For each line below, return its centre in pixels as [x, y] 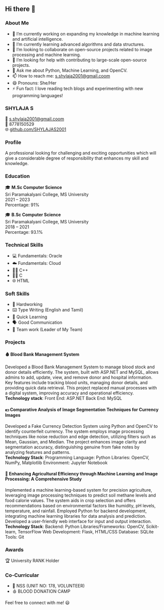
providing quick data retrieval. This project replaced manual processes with [81, 388]
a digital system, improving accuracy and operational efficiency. [70, 393]
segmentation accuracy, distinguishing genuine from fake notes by [72, 447]
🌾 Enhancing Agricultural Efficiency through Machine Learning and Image [82, 474]
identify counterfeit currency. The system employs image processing [75, 431]
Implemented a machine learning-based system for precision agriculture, [79, 490]
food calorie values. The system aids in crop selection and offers [70, 500]
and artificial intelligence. [37, 39]
